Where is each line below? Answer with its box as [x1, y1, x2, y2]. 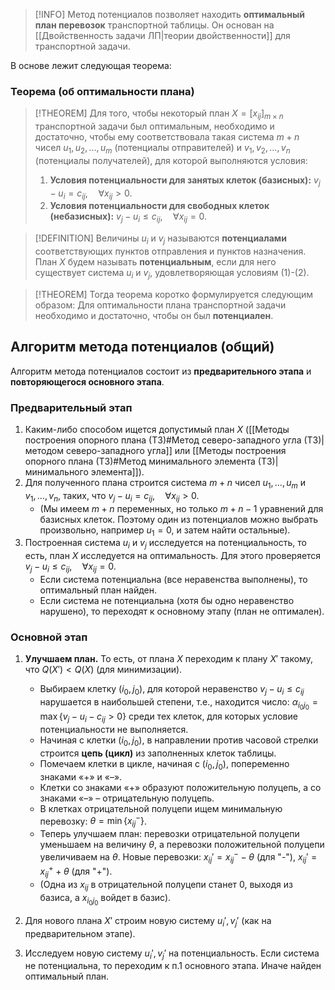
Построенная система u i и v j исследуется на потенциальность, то [24, 537, 307, 551]
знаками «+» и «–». [39, 770, 123, 783]
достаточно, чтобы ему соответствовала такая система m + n [34, 131, 300, 143]
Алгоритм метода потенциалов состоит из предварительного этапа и [10, 365, 312, 377]
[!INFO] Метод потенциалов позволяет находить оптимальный [34, 9, 305, 20]
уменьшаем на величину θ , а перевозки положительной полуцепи [39, 839, 325, 851]
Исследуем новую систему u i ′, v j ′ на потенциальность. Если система [24, 947, 320, 961]
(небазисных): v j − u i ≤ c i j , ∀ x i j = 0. [49, 210, 208, 225]
